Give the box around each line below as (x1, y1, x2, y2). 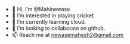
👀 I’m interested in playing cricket (11, 12, 94, 19)
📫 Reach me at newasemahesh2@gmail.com (11, 32, 124, 38)
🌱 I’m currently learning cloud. (11, 18, 86, 25)
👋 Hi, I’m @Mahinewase (11, 6, 70, 12)
